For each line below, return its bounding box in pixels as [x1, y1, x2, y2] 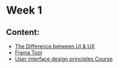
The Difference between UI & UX [14, 43, 95, 50]
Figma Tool [14, 49, 43, 56]
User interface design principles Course [14, 56, 113, 62]
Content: [6, 27, 40, 37]
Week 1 [6, 4, 42, 17]
